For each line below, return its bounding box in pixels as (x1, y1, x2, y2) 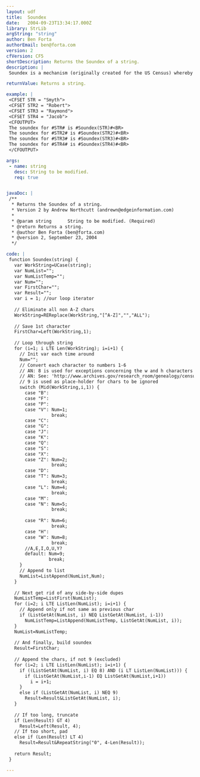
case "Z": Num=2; (24, 456, 68, 463)
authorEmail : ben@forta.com (6, 42, 76, 48)
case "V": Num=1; (24, 407, 68, 413)
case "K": (24, 434, 49, 440)
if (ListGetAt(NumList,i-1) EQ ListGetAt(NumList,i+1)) (24, 673, 167, 679)
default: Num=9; (24, 551, 65, 557)
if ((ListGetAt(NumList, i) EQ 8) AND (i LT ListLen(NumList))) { (19, 667, 187, 674)
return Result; (14, 751, 52, 757)
